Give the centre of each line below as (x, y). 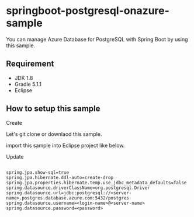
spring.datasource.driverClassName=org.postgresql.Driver (78, 188)
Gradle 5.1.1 (28, 84)
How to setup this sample (53, 109)
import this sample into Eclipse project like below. (65, 145)
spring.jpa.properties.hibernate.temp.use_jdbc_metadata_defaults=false (96, 183)
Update (15, 156)
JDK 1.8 (24, 78)
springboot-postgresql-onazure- (88, 11)
